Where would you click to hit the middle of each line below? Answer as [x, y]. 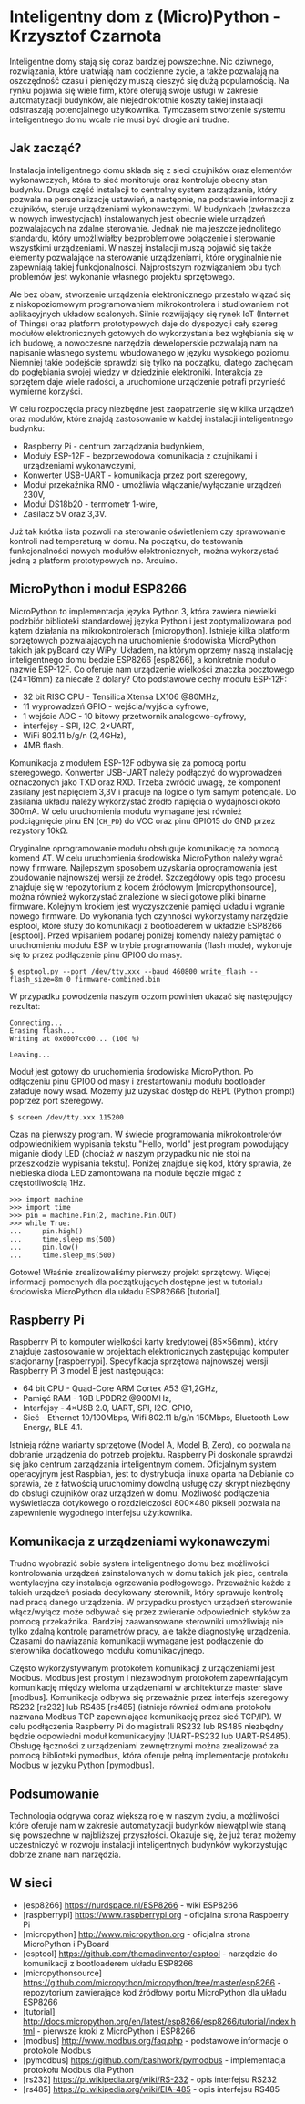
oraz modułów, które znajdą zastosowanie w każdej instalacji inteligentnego [152, 418]
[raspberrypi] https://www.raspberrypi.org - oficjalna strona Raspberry [155, 1914]
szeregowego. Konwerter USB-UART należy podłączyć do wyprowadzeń [146, 772]
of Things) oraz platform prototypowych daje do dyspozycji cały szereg [143, 323]
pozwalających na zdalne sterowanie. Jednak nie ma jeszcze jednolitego [146, 228]
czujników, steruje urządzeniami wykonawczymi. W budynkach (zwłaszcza [150, 209]
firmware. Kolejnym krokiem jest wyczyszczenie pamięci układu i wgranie [147, 906]
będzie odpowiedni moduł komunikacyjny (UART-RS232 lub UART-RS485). [150, 1736]
